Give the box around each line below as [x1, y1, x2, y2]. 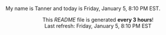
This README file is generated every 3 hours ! [42, 16, 154, 23]
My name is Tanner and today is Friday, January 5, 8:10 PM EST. [5, 5, 161, 12]
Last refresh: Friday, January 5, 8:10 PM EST [44, 23, 152, 29]
